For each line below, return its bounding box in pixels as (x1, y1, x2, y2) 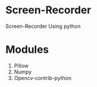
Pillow (13, 62, 29, 69)
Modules (5, 43, 49, 56)
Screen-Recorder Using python (5, 23, 81, 30)
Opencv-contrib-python (13, 74, 71, 81)
